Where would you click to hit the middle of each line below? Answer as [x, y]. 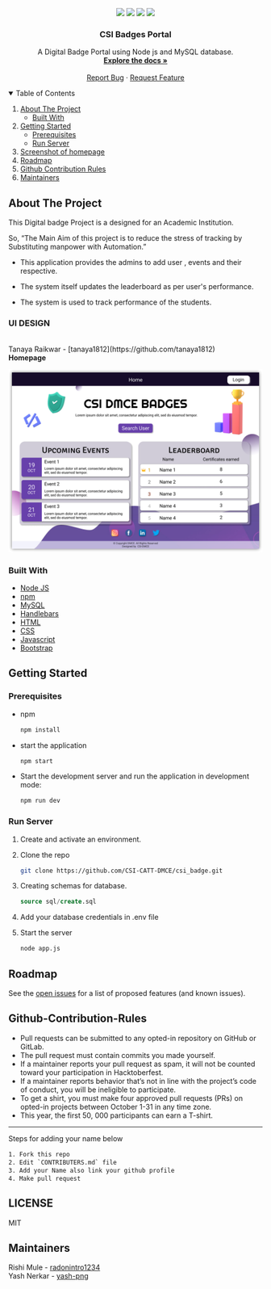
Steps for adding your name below [66, 1138]
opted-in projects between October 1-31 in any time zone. [116, 1106]
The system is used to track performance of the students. [116, 302]
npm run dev [40, 801]
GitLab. [32, 1047]
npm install [40, 730]
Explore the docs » [135, 61]
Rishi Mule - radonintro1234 [54, 1267]
